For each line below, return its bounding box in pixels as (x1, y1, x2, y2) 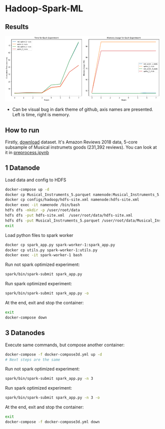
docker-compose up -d (5, 187, 50, 192)
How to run (5, 126, 40, 134)
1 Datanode (5, 164, 40, 172)
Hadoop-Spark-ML (5, 3, 83, 14)
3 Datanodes (5, 329, 45, 337)
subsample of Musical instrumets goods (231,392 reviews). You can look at (5, 144, 157, 150)
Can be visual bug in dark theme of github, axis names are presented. (12, 106, 153, 112)
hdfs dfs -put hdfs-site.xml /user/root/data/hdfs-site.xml (5, 213, 133, 218)
